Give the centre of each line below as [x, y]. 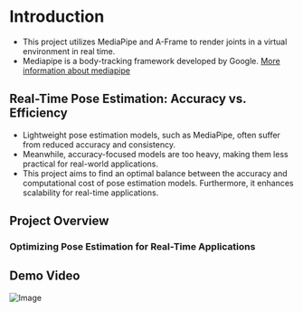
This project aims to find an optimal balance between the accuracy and [155, 173]
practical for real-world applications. [90, 164]
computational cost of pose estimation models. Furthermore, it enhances [158, 183]
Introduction [57, 17]
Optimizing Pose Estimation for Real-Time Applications [133, 247]
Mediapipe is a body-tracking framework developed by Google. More [151, 61]
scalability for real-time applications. [90, 193]
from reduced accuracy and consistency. [99, 144]
